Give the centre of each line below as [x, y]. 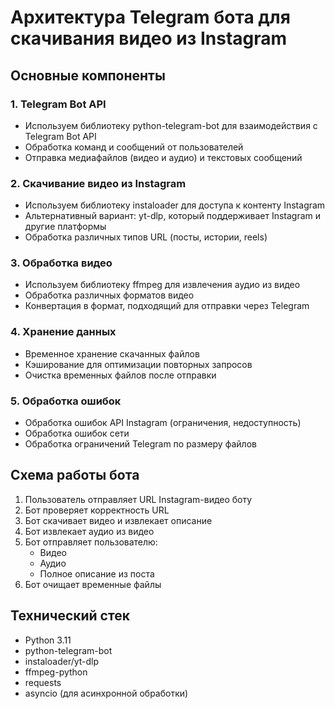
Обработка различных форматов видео [109, 295]
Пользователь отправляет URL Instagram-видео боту [138, 499]
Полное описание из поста [97, 573]
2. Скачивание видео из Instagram [98, 183]
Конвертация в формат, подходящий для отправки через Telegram [167, 306]
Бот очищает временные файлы [93, 584]
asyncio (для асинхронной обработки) [106, 693]
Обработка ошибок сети [77, 433]
